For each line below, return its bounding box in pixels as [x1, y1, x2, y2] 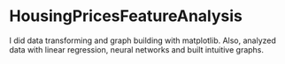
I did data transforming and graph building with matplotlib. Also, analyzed [9, 35, 277, 46]
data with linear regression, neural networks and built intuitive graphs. [9, 44, 264, 54]
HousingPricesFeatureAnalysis [9, 6, 243, 26]
